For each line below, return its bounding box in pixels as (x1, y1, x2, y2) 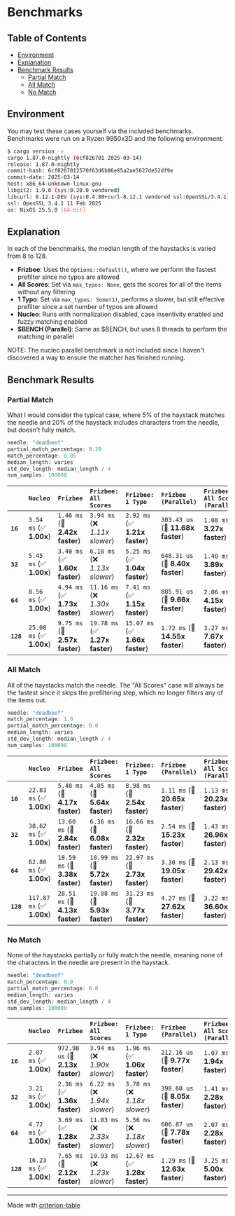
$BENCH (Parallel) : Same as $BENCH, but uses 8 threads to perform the (17, 325, 227, 334)
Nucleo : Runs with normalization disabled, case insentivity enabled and (17, 310, 224, 319)
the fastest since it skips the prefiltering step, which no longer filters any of (7, 688, 224, 697)
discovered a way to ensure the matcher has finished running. (7, 353, 186, 362)
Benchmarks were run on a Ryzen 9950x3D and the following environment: (7, 134, 224, 142)
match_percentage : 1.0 (7, 716, 73, 723)
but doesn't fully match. (7, 425, 76, 435)
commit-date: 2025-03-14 (7, 174, 80, 181)
